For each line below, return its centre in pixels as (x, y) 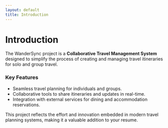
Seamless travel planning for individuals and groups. (67, 89)
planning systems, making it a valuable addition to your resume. (72, 120)
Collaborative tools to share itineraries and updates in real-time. (79, 94)
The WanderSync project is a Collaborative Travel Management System (81, 54)
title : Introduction (27, 15)
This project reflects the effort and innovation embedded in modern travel (82, 114)
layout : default (22, 10)
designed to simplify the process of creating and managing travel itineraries (84, 59)
